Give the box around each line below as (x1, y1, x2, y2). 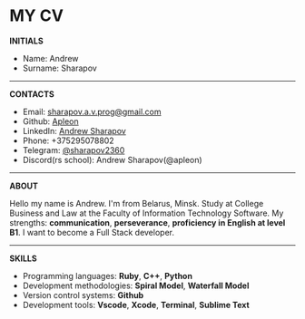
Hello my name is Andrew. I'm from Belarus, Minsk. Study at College (9, 198, 264, 208)
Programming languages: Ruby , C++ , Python (22, 270, 193, 281)
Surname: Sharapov (22, 63, 97, 73)
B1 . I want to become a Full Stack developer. (9, 227, 175, 237)
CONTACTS (9, 88, 54, 100)
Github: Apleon (22, 115, 79, 127)
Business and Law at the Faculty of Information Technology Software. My (9, 208, 284, 218)
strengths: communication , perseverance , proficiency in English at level (9, 217, 286, 227)
